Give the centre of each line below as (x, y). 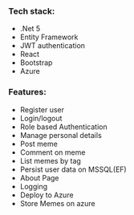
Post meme (39, 144)
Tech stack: (32, 11)
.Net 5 (30, 29)
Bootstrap (36, 63)
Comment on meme (53, 152)
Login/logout (41, 118)
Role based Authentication (63, 127)
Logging (34, 186)
